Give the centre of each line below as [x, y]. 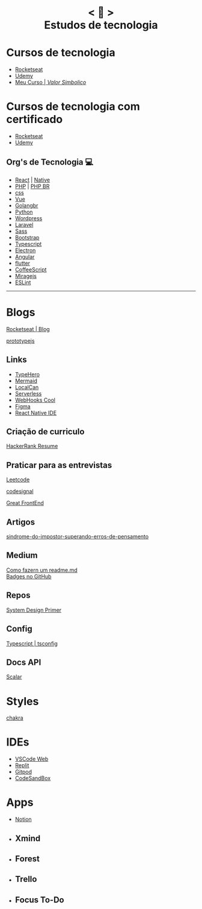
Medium [22, 555]
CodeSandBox [33, 778]
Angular [25, 256]
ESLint [23, 282]
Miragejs [26, 276]
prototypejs [20, 341]
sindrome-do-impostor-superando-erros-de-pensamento [78, 537]
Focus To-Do [39, 900]
